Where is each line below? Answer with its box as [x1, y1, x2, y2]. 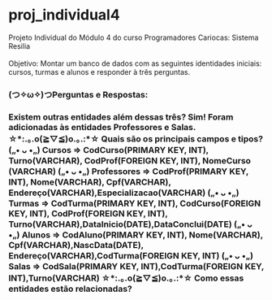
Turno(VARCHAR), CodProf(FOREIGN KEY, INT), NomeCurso [8, 154, 252, 166]
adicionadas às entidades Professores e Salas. [8, 121, 196, 133]
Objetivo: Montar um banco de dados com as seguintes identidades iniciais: [8, 59, 262, 68]
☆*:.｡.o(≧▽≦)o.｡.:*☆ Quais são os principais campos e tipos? [8, 133, 264, 144]
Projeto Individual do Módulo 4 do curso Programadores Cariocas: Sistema [8, 33, 259, 42]
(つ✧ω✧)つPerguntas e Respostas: [8, 89, 149, 100]
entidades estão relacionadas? [8, 283, 132, 294]
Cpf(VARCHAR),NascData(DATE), [8, 239, 144, 250]
